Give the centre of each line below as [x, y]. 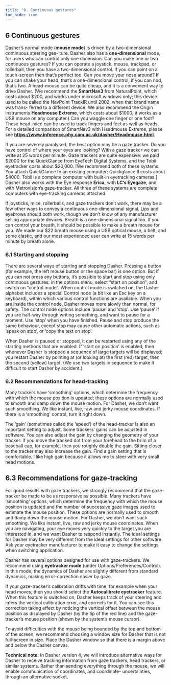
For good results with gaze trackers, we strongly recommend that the [78, 490]
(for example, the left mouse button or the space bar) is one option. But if [82, 271]
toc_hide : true [21, 15]
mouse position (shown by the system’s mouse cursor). [83, 619]
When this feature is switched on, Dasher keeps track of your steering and [83, 597]
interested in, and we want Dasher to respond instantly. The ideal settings [83, 534]
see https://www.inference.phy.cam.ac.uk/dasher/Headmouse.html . [80, 135]
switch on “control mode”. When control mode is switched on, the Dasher [82, 287]
